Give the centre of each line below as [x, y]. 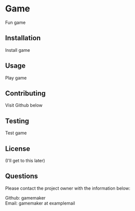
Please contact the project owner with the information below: [68, 188]
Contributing [25, 93]
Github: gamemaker [25, 198]
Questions [22, 176]
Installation [23, 38]
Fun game [15, 22]
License [18, 149]
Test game [16, 133]
